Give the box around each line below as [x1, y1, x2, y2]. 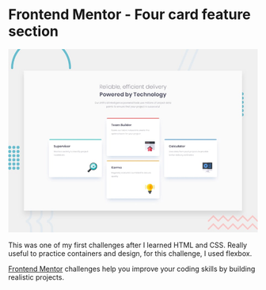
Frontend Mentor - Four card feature [8, 6, 251, 24]
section [8, 22, 59, 40]
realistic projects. [8, 272, 65, 282]
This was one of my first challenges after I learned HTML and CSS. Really [8, 240, 248, 250]
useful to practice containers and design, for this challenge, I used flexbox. [8, 248, 253, 258]
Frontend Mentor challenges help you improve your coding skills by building [8, 264, 256, 273]
